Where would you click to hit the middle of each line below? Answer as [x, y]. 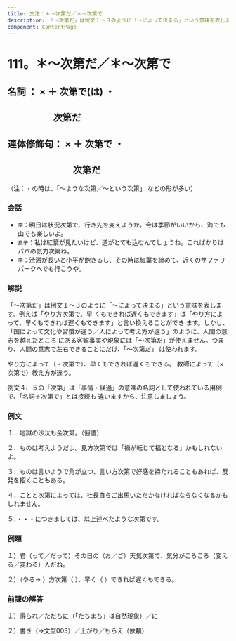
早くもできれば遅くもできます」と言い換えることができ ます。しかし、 [127, 323]
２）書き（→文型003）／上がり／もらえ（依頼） [78, 631]
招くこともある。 [44, 480]
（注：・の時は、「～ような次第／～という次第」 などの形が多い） [102, 188]
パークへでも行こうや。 [51, 268]
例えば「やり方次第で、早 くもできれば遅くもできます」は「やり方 [114, 314]
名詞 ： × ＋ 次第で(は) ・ [61, 92]
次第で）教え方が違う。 [41, 373]
